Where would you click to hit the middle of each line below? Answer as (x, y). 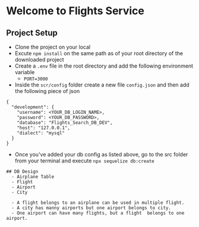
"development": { (33, 107)
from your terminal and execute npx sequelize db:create (84, 161)
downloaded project (39, 60)
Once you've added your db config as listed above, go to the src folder (101, 154)
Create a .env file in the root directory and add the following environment (104, 66)
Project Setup (32, 33)
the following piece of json (47, 91)
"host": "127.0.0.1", (43, 128)
